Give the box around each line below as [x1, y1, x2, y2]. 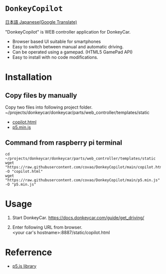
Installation [5, 72, 52, 83]
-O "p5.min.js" [5, 182, 37, 187]
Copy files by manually [5, 91, 78, 100]
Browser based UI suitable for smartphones [12, 39, 101, 44]
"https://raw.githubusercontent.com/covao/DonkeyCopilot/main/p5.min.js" [5, 177, 161, 183]
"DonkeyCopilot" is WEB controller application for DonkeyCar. [5, 29, 131, 35]
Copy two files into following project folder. [5, 104, 93, 110]
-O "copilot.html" [5, 169, 43, 174]
